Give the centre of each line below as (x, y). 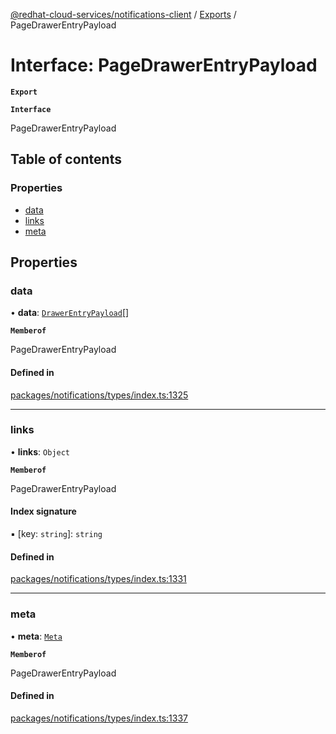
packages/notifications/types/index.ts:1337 (99, 718)
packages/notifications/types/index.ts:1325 (99, 395)
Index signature (43, 511)
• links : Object (40, 451)
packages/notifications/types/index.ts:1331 (98, 579)
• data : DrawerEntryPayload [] (70, 313)
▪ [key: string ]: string (56, 534)
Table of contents (66, 159)
